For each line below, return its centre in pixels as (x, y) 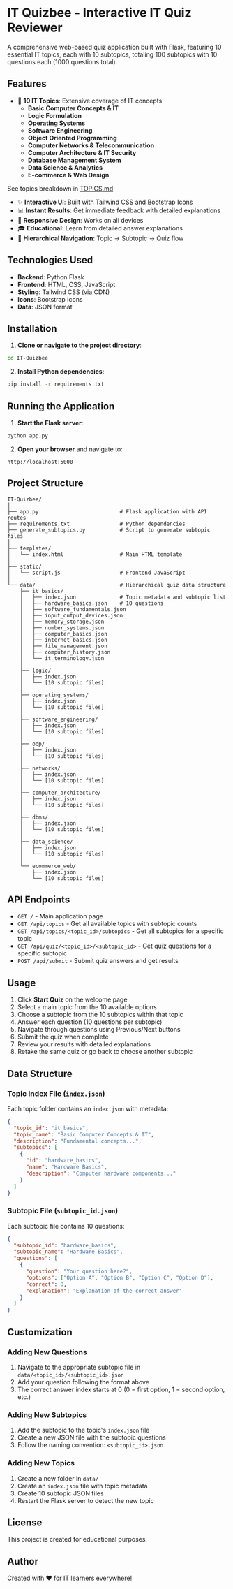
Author (23, 1561)
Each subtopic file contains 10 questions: (66, 1226)
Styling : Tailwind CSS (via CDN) (63, 292)
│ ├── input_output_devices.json (72, 615)
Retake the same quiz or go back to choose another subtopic (105, 1052)
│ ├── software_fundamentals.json (73, 609)
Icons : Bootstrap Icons (50, 299)
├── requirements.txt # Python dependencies (97, 524)
